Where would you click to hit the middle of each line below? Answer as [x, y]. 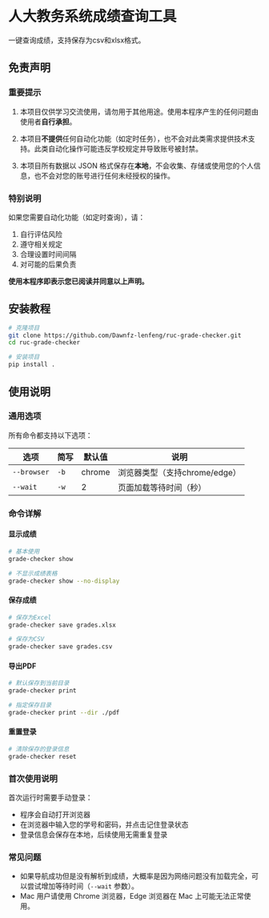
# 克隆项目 [24, 328]
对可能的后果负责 [48, 264]
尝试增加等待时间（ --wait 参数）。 [82, 886]
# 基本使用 [24, 551]
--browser [31, 472]
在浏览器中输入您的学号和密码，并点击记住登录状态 [104, 824]
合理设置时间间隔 [48, 254]
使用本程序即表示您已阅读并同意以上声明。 [78, 281]
